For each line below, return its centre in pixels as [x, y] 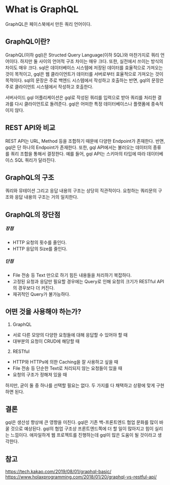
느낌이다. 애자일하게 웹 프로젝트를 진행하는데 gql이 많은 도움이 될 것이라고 [83, 435]
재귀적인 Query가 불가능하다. [42, 294]
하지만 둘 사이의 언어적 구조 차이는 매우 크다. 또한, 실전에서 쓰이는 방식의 [92, 61]
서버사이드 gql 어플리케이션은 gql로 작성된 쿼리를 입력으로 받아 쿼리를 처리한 [81, 97]
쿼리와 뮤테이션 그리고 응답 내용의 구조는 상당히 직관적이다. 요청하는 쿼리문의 [81, 191]
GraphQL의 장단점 [33, 215]
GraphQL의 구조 [30, 177]
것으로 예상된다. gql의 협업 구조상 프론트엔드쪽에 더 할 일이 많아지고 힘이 [82, 429]
